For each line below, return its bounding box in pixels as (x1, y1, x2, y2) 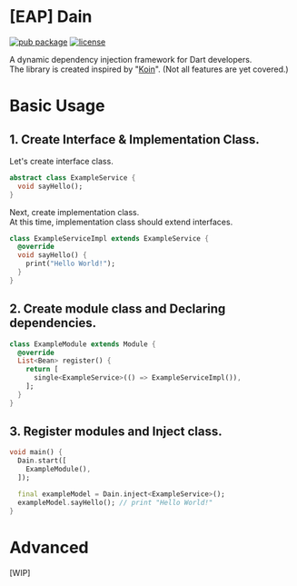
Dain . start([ (17, 456, 67, 465)
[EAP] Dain (9, 6, 93, 27)
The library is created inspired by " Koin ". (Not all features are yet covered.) (9, 64, 289, 74)
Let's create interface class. (9, 155, 114, 166)
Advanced (9, 537, 89, 558)
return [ (25, 365, 59, 374)
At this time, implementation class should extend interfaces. (9, 216, 233, 227)
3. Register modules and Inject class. (9, 424, 223, 440)
